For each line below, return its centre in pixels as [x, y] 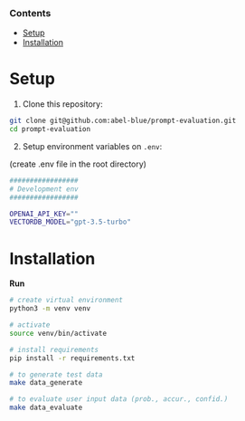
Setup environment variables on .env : [92, 146]
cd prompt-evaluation [50, 129]
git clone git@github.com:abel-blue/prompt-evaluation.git [123, 121]
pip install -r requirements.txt [72, 358]
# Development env [44, 189]
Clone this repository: [62, 104]
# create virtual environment [66, 301]
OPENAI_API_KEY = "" [44, 214]
